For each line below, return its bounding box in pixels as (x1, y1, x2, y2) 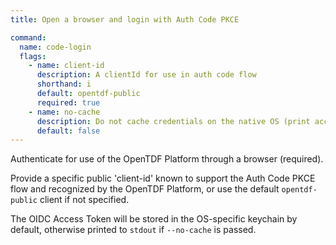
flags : (19, 51, 47, 61)
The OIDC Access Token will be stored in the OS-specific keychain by (10, 213, 298, 225)
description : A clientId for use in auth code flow (36, 70, 257, 80)
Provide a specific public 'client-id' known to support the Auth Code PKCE (10, 172, 316, 185)
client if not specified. (39, 194, 130, 206)
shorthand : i (36, 79, 92, 90)
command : (10, 32, 47, 43)
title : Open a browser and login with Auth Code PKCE (10, 14, 240, 25)
